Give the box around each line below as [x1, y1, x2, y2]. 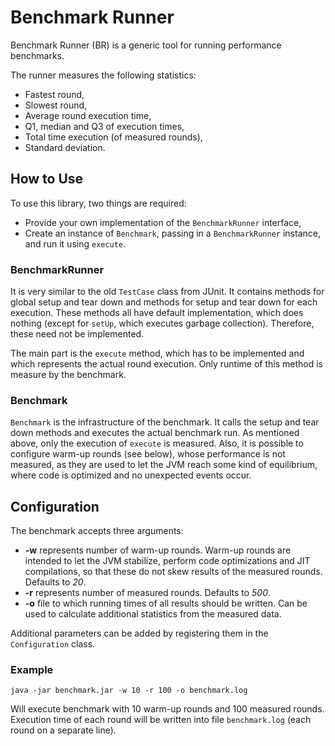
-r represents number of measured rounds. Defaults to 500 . [24, 587, 272, 599]
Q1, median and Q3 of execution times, [24, 120, 185, 132]
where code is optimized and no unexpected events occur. [10, 469, 252, 481]
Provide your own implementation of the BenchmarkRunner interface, [24, 216, 302, 228]
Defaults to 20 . [24, 576, 87, 588]
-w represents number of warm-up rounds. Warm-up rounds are [24, 544, 292, 556]
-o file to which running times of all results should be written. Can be [24, 597, 308, 610]
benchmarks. [10, 49, 65, 61]
